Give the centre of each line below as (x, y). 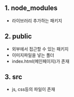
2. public (18, 36)
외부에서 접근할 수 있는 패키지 (40, 49)
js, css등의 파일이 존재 (33, 89)
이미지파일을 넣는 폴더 (33, 55)
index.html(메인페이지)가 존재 (40, 61)
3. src (14, 77)
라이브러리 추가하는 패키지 (37, 20)
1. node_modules (31, 8)
